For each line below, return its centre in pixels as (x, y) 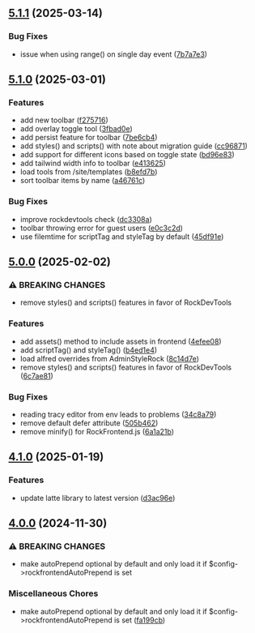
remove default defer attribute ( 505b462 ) (89, 423)
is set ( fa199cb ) (140, 620)
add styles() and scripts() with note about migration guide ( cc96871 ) (134, 146)
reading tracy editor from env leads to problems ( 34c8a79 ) (118, 414)
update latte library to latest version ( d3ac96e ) (98, 498)
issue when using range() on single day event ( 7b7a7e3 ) (114, 54)
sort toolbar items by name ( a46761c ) (83, 181)
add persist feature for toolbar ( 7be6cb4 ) (89, 138)
